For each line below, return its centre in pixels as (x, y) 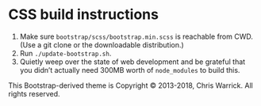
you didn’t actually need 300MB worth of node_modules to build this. (130, 70)
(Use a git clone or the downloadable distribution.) (102, 44)
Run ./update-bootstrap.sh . (65, 53)
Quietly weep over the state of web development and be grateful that (132, 62)
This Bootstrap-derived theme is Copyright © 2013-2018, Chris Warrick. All (131, 85)
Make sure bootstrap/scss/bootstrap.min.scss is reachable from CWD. (136, 36)
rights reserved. (35, 93)
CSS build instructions (83, 15)
